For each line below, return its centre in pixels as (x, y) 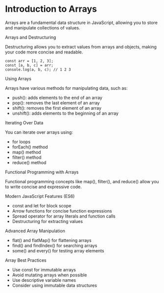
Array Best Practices (26, 260)
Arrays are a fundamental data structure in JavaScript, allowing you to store (81, 23)
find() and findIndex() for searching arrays (55, 245)
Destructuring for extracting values (47, 221)
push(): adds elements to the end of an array (57, 98)
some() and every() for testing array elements (58, 250)
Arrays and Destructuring (31, 37)
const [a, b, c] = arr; (29, 65)
